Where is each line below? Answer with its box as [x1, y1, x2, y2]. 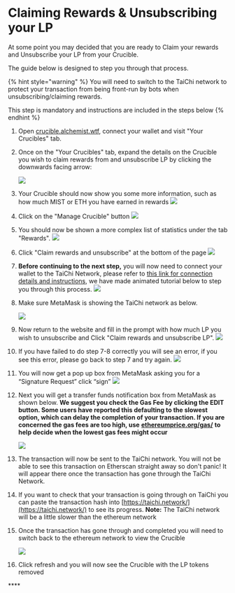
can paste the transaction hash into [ [17, 498, 124, 506]
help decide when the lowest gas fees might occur [17, 428, 168, 436]
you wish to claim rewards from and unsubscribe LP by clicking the [17, 155, 212, 164]
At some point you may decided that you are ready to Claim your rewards [8, 43, 219, 51]
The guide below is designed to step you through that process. [8, 64, 189, 72]
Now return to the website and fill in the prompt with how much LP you [17, 325, 222, 334]
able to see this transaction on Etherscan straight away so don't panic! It [17, 462, 227, 470]
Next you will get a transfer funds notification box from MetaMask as [17, 390, 216, 399]
